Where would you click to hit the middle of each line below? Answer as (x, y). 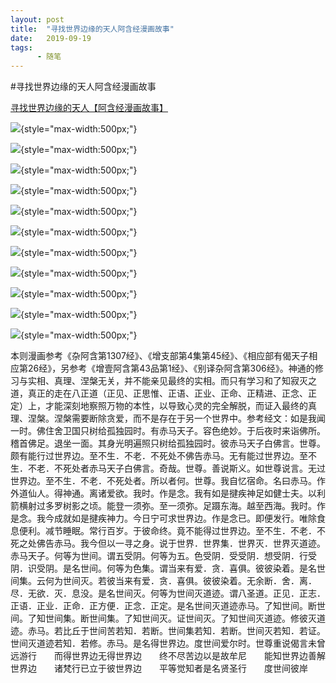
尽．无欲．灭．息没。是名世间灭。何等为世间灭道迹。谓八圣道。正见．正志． (168, 593)
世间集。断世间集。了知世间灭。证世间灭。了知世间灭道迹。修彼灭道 (185, 618)
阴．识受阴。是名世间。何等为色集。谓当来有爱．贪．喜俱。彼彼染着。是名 (163, 568)
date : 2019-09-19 (51, 38)
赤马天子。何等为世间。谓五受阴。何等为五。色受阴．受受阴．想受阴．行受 (163, 556)
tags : (21, 47)
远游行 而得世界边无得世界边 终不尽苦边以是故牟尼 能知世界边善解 (168, 656)
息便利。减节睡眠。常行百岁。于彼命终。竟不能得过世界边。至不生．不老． (163, 531)
